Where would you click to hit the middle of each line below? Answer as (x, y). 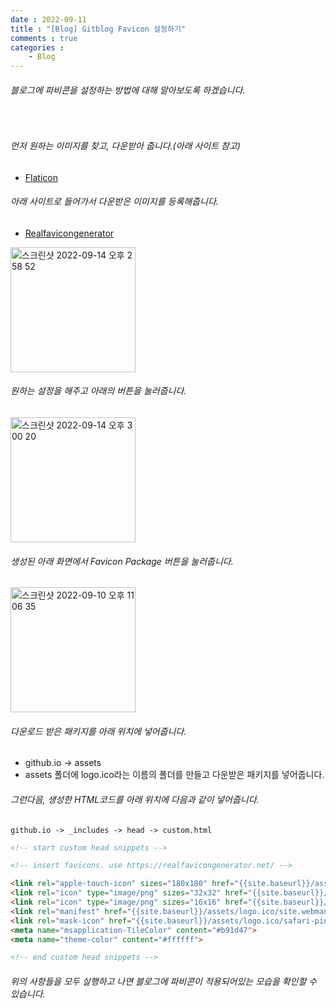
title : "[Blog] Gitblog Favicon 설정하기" (98, 29)
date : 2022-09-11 (48, 19)
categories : (37, 47)
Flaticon (41, 177)
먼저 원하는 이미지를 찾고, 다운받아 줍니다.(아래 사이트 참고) (125, 145)
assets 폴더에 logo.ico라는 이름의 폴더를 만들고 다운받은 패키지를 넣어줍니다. (174, 775)
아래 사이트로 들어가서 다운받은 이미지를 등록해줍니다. (114, 202)
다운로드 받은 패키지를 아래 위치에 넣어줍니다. (98, 731)
